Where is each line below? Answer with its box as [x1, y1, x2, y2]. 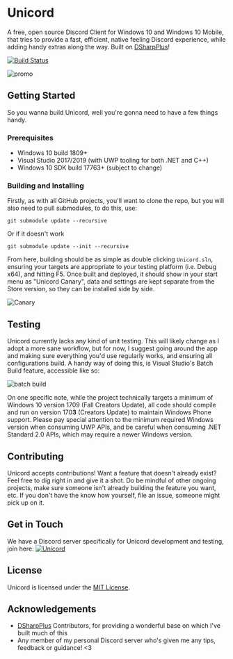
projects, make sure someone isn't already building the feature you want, [7, 483, 217, 491]
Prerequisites [7, 133, 54, 143]
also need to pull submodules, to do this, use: [7, 204, 138, 213]
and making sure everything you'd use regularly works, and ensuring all [7, 352, 213, 360]
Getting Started [7, 90, 76, 101]
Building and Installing [7, 181, 85, 190]
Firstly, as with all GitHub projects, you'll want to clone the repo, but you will [7, 197, 225, 205]
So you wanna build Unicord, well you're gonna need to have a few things [7, 108, 218, 116]
